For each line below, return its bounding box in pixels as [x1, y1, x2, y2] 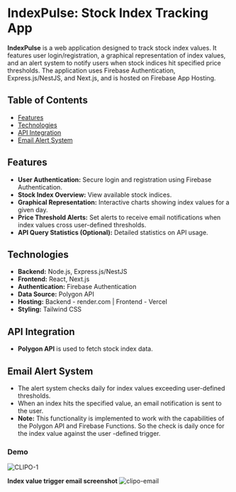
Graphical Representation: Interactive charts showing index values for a [17, 197, 230, 207]
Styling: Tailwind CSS [17, 305, 82, 314]
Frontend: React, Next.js [17, 275, 90, 283]
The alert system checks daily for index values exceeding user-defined [17, 384, 225, 392]
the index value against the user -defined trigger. [17, 430, 161, 437]
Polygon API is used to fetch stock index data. [17, 344, 154, 353]
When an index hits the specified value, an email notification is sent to [17, 399, 222, 408]
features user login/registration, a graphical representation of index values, [7, 51, 226, 60]
